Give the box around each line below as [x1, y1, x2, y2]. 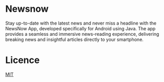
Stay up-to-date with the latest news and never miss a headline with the [5, 20, 157, 26]
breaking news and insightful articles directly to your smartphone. [5, 36, 144, 43]
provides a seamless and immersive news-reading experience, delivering [5, 31, 159, 37]
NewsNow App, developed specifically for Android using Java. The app [5, 25, 156, 31]
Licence [5, 54, 40, 66]
